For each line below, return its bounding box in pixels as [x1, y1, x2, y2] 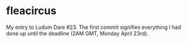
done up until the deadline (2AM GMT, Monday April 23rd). [6, 29, 149, 37]
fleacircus [6, 4, 57, 18]
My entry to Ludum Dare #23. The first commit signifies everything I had [6, 24, 181, 31]
